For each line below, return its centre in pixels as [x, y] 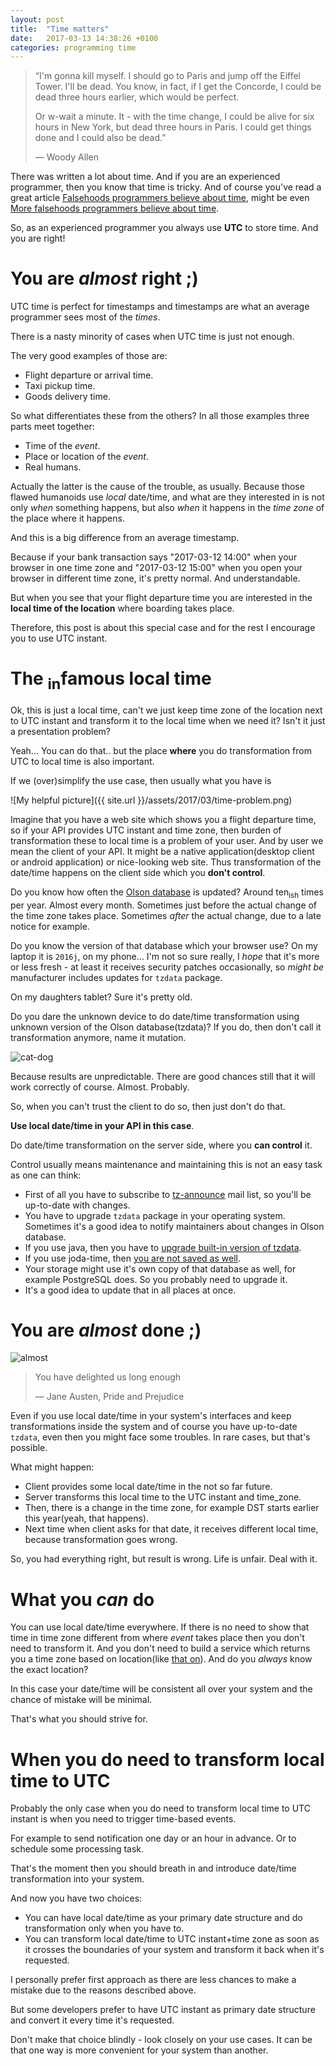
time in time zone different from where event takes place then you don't [157, 1638]
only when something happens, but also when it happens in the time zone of [167, 508]
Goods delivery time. [67, 397]
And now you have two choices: [76, 1898]
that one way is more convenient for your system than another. [139, 2050]
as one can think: [46, 1175]
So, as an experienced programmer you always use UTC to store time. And [164, 228]
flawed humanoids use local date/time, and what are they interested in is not [167, 497]
